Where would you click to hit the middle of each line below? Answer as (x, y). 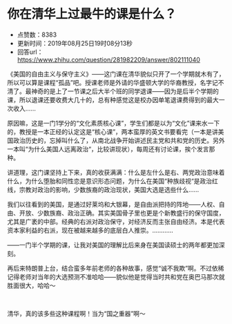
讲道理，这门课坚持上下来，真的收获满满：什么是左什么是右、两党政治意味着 (116, 172)
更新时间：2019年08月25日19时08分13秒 (75, 43)
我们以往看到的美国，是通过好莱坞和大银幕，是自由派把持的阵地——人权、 (113, 204)
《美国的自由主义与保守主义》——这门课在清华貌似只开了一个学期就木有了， (116, 74)
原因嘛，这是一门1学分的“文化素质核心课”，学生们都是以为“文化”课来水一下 (114, 123)
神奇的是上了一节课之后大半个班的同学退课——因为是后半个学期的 (125, 91)
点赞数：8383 (37, 35)
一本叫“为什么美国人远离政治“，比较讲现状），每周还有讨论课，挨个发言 (108, 149)
